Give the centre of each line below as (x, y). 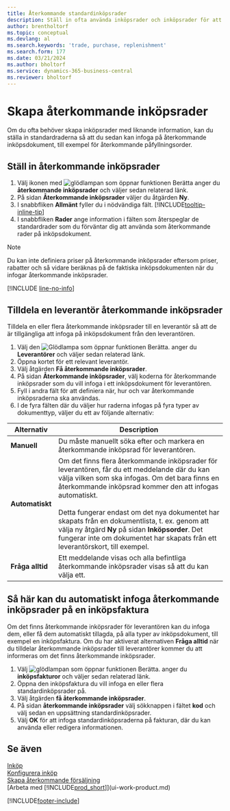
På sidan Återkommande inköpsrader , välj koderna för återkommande (117, 376)
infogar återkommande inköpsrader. (57, 275)
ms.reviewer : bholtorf (39, 77)
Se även (25, 749)
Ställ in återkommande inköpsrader (84, 166)
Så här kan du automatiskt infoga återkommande (113, 599)
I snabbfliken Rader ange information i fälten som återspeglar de (108, 220)
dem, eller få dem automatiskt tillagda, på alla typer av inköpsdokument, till (113, 634)
